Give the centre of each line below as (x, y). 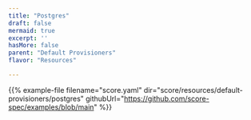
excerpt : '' (28, 38)
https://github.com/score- (166, 98)
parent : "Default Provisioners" (62, 53)
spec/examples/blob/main (51, 107)
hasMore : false (34, 46)
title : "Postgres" (39, 16)
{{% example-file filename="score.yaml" (75, 90)
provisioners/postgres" (46, 98)
